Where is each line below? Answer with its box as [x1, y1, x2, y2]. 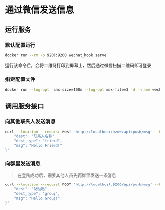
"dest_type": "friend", [14, 138, 63, 144]
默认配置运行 [5, 41, 36, 48]
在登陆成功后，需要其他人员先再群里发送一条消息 [17, 172, 116, 178]
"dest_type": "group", [14, 191, 60, 196]
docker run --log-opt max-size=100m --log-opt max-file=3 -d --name [5, 87, 151, 92]
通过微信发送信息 [5, 4, 75, 16]
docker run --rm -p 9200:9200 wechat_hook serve [5, 52, 107, 58]
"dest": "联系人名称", [14, 134, 56, 139]
